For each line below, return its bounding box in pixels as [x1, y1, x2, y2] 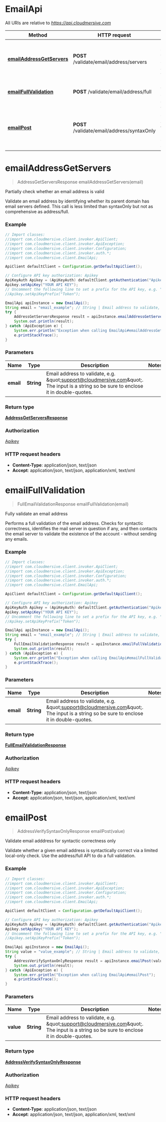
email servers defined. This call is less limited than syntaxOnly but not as [5, 203, 153, 209]
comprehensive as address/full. [5, 208, 70, 214]
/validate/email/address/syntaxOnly [73, 127, 156, 134]
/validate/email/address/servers [73, 58, 147, 65]
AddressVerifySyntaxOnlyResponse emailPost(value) [17, 828, 125, 834]
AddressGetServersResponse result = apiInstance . [14, 314, 119, 319]
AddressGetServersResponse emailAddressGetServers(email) [17, 179, 144, 185]
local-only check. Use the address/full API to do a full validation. [5, 853, 136, 859]
